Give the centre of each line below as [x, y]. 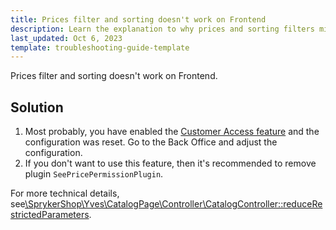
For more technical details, [65, 193]
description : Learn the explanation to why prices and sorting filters [162, 29]
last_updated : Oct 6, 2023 [66, 38]
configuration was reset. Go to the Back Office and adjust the [151, 142]
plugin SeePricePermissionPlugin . [94, 174]
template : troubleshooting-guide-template [100, 47]
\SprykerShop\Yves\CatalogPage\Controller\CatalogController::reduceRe [173, 204]
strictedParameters [50, 215]
